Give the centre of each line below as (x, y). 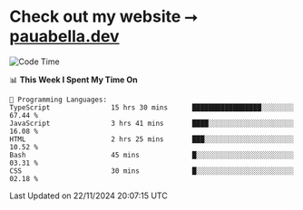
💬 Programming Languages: (58, 100)
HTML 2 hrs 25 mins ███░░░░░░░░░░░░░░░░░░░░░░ (152, 139)
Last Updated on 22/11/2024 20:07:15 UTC (88, 196)
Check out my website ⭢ (103, 17)
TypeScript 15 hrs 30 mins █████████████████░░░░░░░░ (152, 107)
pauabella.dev (64, 37)
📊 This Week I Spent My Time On (73, 80)
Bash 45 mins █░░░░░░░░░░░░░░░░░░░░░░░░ (152, 155)
